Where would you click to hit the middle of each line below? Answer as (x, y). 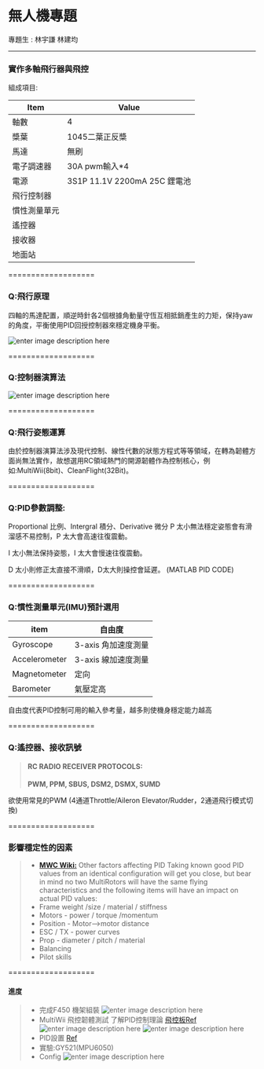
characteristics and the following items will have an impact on (139, 890)
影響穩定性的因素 (40, 848)
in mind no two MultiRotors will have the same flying (123, 882)
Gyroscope (33, 644)
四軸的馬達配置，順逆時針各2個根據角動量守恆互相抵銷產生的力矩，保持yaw (130, 315)
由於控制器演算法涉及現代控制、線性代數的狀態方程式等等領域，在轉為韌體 (128, 451)
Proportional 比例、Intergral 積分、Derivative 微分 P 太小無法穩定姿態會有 (127, 526)
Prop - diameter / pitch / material (92, 940)
